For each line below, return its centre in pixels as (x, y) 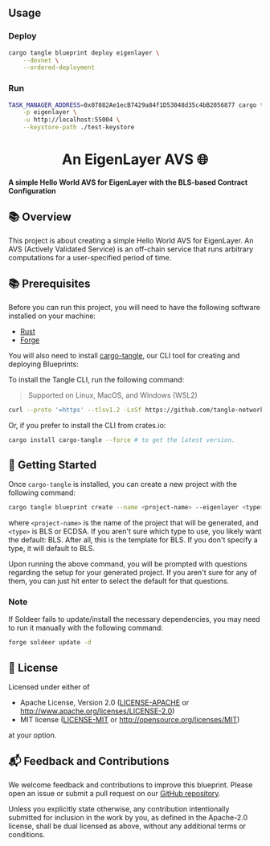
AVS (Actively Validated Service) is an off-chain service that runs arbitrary (131, 249)
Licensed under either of (49, 687)
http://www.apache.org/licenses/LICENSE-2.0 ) (97, 711)
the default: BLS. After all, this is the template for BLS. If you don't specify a (133, 540)
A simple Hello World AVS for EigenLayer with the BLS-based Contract (128, 182)
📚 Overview (40, 217)
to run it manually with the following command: (86, 628)
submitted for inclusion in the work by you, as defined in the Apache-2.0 (128, 817)
